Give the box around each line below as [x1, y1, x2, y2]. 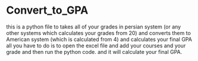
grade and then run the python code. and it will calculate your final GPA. [6, 48, 183, 55]
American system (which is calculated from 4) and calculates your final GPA [6, 36, 192, 43]
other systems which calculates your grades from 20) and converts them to [6, 29, 191, 36]
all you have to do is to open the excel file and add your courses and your [6, 42, 186, 49]
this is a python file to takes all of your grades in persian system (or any [6, 23, 181, 30]
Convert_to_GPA [6, 4, 89, 17]
